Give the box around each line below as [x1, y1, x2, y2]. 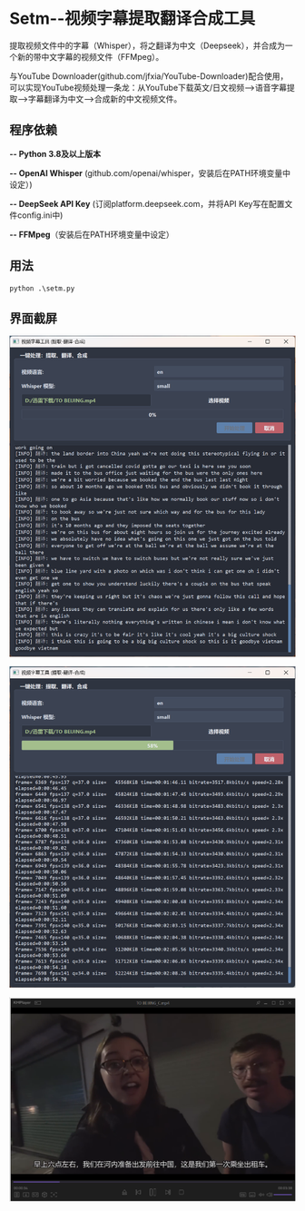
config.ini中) [16, 210, 64, 221]
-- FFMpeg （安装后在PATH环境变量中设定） [9, 229, 174, 240]
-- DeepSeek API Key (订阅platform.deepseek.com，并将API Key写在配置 [9, 198, 285, 209]
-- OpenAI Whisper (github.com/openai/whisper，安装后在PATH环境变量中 [9, 167, 290, 178]
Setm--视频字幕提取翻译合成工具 [9, 8, 256, 29]
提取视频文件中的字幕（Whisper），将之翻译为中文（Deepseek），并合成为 [9, 40, 286, 51]
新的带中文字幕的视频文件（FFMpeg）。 [16, 51, 164, 62]
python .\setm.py [9, 283, 75, 293]
